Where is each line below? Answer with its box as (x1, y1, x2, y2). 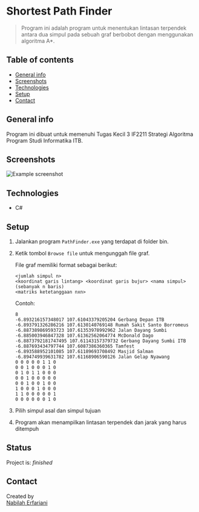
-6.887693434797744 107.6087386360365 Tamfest (15, 343, 135, 349)
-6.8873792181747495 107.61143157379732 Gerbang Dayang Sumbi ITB (15, 338, 186, 344)
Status (6, 443, 32, 453)
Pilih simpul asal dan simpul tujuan (15, 407, 101, 414)
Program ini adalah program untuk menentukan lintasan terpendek (21, 24, 187, 32)
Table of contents (6, 55, 74, 65)
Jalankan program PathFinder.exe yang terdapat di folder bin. (15, 238, 169, 245)
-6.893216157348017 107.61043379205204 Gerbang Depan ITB (15, 317, 165, 323)
